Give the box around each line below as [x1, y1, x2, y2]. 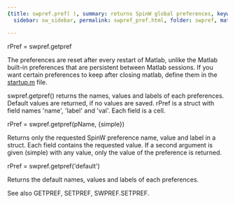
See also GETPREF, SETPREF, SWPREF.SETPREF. [7, 189, 150, 197]
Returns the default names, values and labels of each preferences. [7, 175, 199, 184]
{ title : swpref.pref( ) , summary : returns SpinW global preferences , [7, 10, 215, 17]
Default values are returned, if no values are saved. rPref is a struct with [7, 99, 215, 107]
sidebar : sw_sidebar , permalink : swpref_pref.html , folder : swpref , [13, 17, 218, 24]
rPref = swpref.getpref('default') [7, 161, 100, 170]
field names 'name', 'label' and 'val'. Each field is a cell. [7, 106, 166, 115]
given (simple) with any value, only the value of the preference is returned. [7, 148, 222, 156]
